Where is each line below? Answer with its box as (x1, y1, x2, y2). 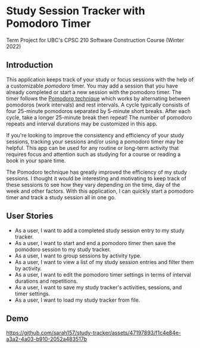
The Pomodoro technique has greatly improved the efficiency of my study (6, 168, 187, 175)
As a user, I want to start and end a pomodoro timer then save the (14, 239, 176, 246)
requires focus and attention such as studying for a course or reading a (6, 151, 181, 158)
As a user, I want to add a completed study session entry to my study (14, 227, 185, 234)
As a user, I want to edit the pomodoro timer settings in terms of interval (14, 271, 192, 278)
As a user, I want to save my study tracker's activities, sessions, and (14, 284, 182, 291)
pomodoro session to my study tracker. (14, 246, 111, 253)
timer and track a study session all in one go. (6, 193, 116, 200)
